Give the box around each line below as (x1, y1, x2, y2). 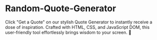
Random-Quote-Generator (5, 3, 117, 14)
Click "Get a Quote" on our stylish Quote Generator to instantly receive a (5, 19, 153, 25)
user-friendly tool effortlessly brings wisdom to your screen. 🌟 (5, 29, 132, 35)
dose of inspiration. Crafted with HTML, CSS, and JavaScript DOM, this (5, 24, 150, 30)
